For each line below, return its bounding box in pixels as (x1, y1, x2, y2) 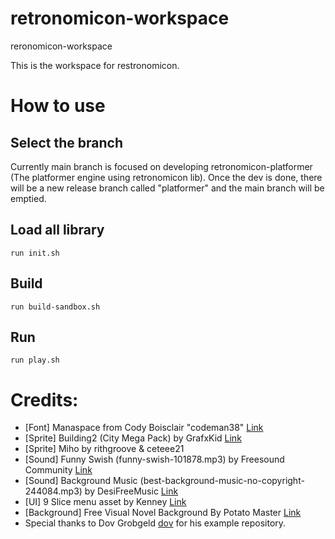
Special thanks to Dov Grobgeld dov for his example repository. (24, 517, 287, 529)
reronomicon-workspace (10, 40, 113, 52)
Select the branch (10, 134, 123, 151)
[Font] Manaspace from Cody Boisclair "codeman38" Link (24, 422, 264, 434)
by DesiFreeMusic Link (84, 485, 179, 497)
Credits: (10, 388, 79, 411)
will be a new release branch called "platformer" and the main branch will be (10, 182, 325, 194)
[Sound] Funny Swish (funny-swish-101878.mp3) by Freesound (24, 453, 285, 466)
